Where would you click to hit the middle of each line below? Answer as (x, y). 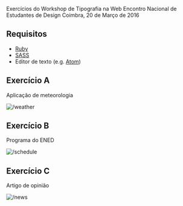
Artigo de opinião (28, 185)
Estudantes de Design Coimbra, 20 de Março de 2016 (73, 15)
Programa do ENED (30, 140)
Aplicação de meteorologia (40, 95)
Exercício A (28, 81)
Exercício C (28, 171)
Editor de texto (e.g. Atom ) (48, 61)
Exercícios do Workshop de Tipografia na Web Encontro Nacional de (91, 9)
